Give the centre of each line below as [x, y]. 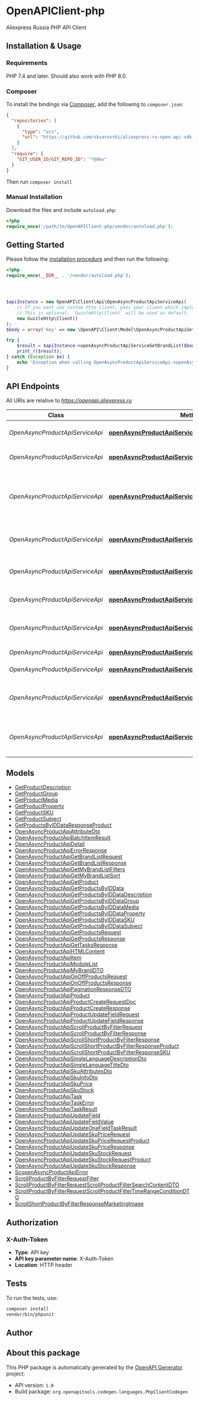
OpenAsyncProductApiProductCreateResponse [73, 1008]
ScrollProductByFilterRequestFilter [57, 1179]
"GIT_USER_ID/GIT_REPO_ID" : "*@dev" [62, 159]
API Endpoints [33, 386]
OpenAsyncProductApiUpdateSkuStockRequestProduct [83, 1160]
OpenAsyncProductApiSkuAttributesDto [63, 1071]
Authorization [32, 1223]
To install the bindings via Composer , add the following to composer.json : [95, 104]
